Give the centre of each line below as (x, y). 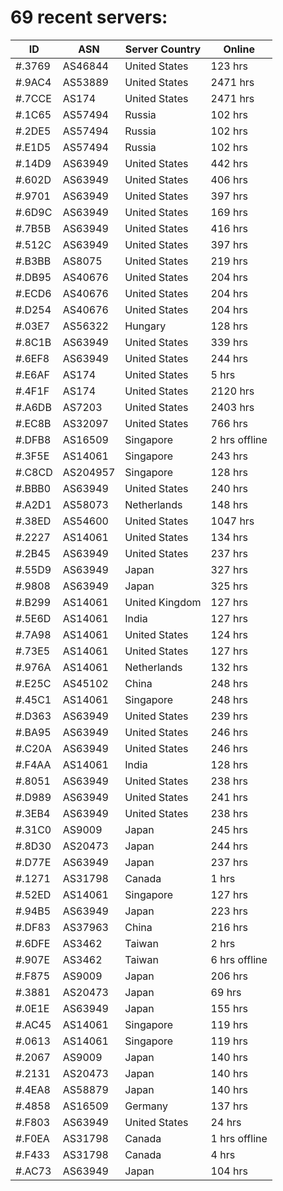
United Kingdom (163, 602)
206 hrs (229, 976)
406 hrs (229, 179)
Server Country (163, 49)
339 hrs (229, 342)
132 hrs (229, 667)
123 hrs (229, 66)
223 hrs (229, 911)
